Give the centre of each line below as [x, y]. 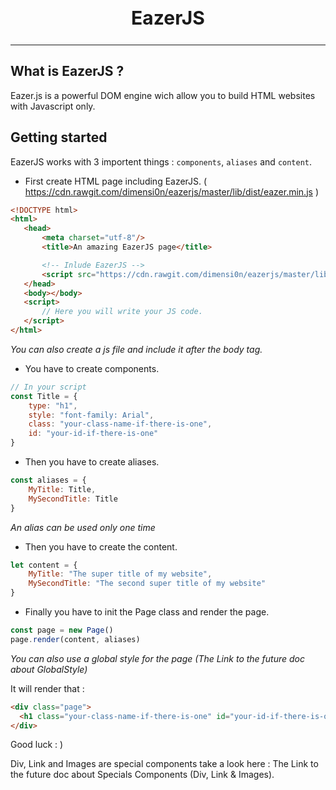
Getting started [59, 137]
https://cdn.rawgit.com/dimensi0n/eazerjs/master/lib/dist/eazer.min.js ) [171, 191]
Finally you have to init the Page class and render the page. [147, 612]
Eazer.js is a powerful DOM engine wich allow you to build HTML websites [163, 95]
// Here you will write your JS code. [122, 312]
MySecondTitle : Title [73, 499]
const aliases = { [48, 480]
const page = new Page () [62, 630]
